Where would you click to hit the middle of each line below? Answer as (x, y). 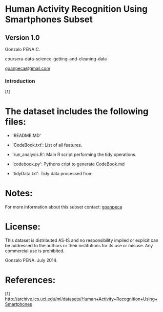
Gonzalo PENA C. (23, 49)
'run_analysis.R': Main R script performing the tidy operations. (74, 155)
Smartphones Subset (49, 19)
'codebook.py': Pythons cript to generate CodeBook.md (68, 164)
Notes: (19, 194)
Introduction (20, 81)
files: (16, 122)
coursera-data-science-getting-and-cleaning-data (56, 59)
